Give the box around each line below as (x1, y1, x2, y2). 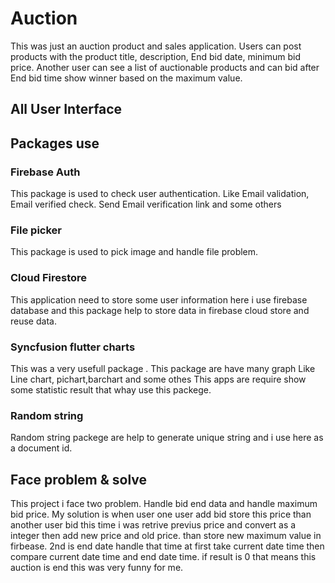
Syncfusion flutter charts (10, 340, 136, 354)
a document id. (10, 442, 73, 454)
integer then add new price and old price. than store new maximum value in (10, 530, 322, 542)
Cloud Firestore (10, 271, 88, 285)
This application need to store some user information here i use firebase (10, 293, 308, 306)
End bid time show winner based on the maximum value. (10, 72, 243, 84)
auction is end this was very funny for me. (10, 562, 184, 574)
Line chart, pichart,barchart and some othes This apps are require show (10, 373, 307, 385)
